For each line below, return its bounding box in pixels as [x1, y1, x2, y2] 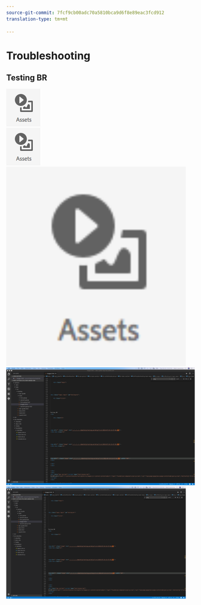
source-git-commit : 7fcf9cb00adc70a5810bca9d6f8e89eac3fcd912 [6, 10, 165, 16]
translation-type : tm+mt [6, 16, 68, 22]
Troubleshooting [6, 49, 91, 62]
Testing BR [6, 72, 48, 83]
